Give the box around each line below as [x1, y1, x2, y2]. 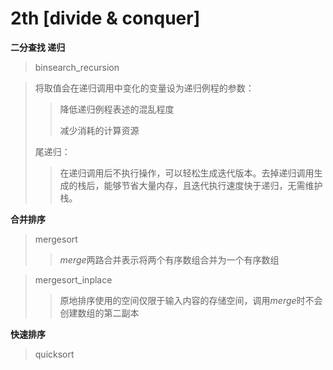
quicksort [34, 348, 75, 360]
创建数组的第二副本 [59, 307, 140, 319]
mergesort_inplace [34, 273, 113, 286]
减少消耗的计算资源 [59, 124, 140, 136]
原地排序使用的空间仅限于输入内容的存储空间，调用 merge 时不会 [59, 294, 323, 306]
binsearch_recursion [34, 61, 120, 73]
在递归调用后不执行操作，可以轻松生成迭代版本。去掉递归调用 [59, 167, 315, 179]
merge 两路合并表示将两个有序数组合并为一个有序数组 [59, 253, 280, 266]
